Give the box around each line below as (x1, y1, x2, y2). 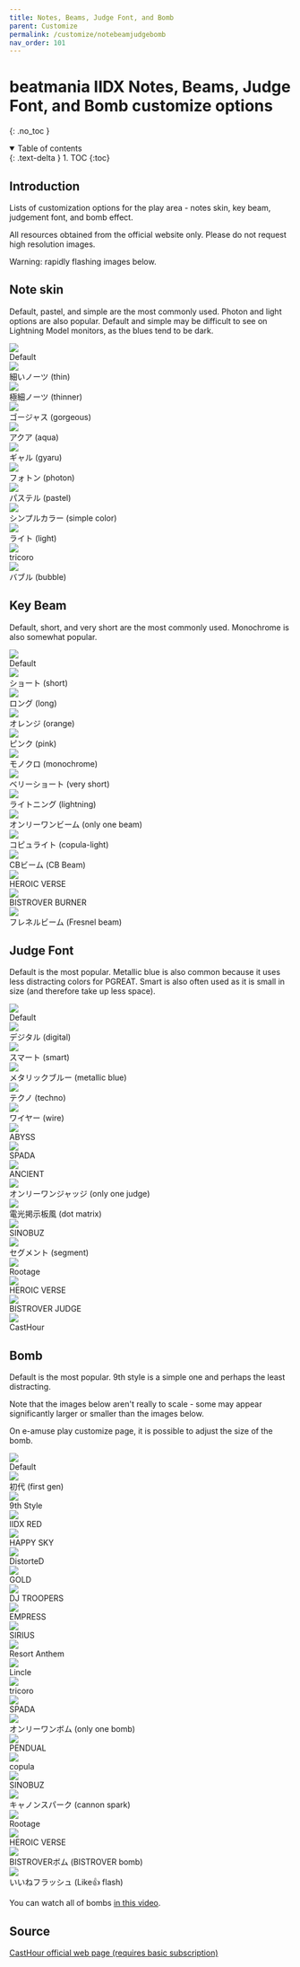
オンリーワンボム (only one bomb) (9, 1724, 136, 1734)
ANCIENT (9, 1169, 45, 1180)
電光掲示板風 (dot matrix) (9, 1208, 102, 1219)
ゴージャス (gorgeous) (9, 411, 91, 422)
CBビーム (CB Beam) (9, 859, 87, 870)
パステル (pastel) (9, 492, 72, 503)
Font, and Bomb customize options (9, 96, 273, 117)
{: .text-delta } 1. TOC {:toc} (9, 153, 110, 163)
